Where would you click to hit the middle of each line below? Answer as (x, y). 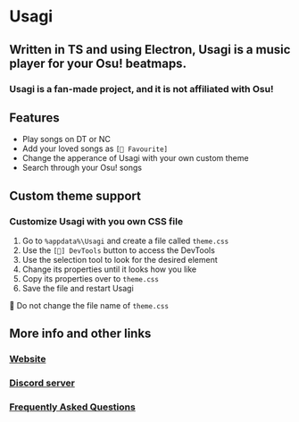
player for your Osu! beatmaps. (98, 63)
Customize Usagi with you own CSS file (96, 221)
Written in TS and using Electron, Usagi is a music (150, 50)
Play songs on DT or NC (66, 139)
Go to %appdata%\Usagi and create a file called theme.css (125, 241)
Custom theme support (75, 195)
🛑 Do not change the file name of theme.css (89, 305)
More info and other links (80, 334)
